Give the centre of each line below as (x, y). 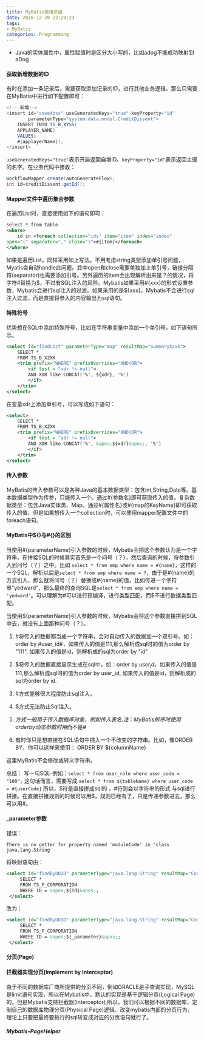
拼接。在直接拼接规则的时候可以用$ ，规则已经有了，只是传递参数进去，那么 (101, 796)
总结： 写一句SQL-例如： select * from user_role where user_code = (93, 773)
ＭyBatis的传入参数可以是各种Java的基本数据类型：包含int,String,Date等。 (99, 490)
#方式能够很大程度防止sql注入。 (55, 693)
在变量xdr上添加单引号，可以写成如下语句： (61, 404)
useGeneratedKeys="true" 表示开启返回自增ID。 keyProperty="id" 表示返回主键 (102, 160)
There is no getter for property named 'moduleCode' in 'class (88, 845)
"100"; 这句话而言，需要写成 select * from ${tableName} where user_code (100, 781)
